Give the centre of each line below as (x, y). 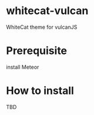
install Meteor (23, 67)
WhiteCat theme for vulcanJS (42, 27)
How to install (40, 91)
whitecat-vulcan (47, 11)
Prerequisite (37, 51)
